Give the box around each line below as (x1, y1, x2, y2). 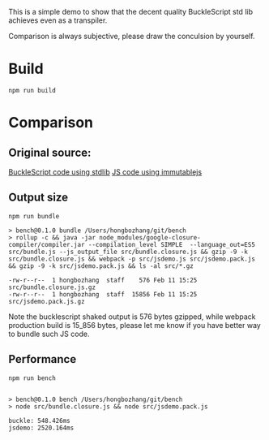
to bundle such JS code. (8, 329, 90, 339)
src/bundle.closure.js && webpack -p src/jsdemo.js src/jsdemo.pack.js (8, 255, 255, 263)
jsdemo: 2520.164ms (8, 424, 75, 432)
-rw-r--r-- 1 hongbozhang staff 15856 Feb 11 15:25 (8, 290, 198, 299)
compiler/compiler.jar (8, 240, 85, 248)
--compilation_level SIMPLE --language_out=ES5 (88, 240, 255, 248)
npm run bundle (8, 212, 60, 220)
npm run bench (8, 373, 57, 382)
